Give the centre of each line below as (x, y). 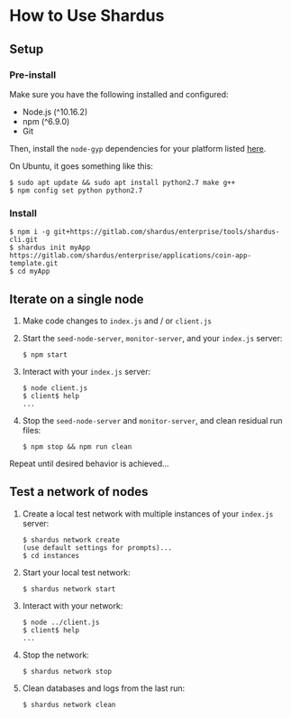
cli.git (24, 240)
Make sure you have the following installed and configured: (119, 94)
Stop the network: (56, 655)
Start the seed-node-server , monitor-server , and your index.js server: (152, 338)
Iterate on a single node (77, 299)
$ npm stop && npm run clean (77, 447)
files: (32, 430)
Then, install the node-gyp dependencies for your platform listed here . (138, 148)
